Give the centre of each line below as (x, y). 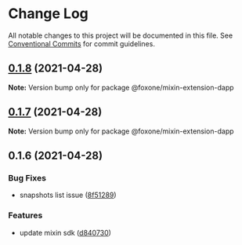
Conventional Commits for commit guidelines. (81, 43)
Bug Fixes (27, 177)
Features (25, 215)
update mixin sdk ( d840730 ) (65, 232)
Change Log (48, 14)
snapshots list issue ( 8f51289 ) (68, 195)
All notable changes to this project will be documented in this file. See (121, 35)
